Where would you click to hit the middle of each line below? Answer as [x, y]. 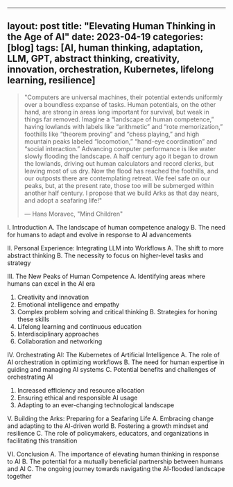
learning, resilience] [51, 80]
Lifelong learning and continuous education [79, 326]
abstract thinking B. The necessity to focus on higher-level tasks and [105, 255]
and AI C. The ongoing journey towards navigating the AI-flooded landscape [116, 468]
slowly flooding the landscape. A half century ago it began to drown [121, 156]
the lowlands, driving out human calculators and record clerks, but [119, 163]
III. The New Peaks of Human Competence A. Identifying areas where [106, 276]
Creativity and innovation [53, 297]
